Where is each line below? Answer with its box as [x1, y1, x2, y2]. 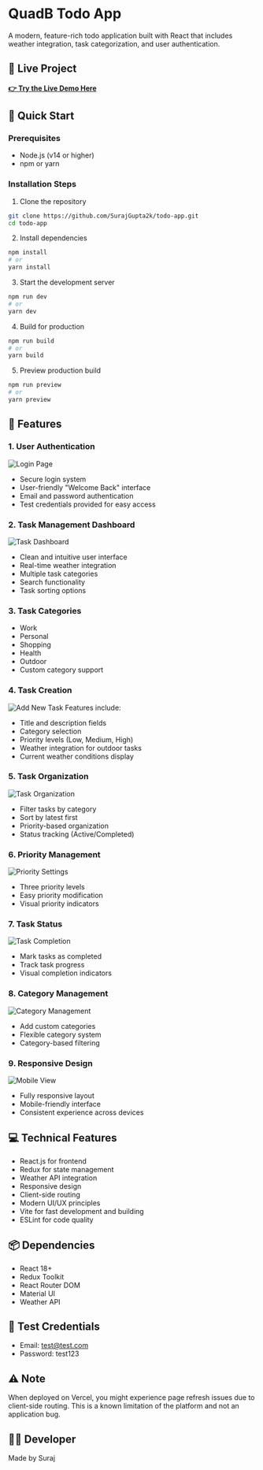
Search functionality [19, 577, 85, 587]
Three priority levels [19, 882, 85, 892]
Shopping [19, 640, 51, 650]
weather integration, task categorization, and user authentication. [8, 39, 220, 48]
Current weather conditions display [19, 752, 134, 761]
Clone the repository [19, 196, 87, 206]
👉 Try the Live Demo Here [8, 84, 97, 93]
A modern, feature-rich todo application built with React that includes [8, 31, 233, 40]
